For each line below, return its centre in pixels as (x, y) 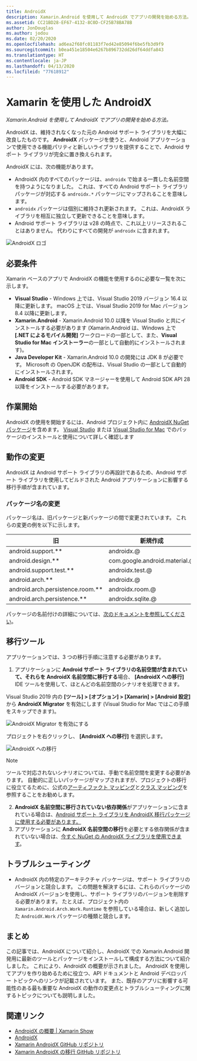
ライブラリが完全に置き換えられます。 (69, 154)
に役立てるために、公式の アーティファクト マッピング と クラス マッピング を (97, 787)
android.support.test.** (42, 570)
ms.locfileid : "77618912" (38, 72)
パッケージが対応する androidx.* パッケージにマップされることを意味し (101, 194)
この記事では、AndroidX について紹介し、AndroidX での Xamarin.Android (95, 951)
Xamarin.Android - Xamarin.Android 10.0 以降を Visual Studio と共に (98, 320)
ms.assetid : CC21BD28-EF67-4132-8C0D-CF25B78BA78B (69, 22)
